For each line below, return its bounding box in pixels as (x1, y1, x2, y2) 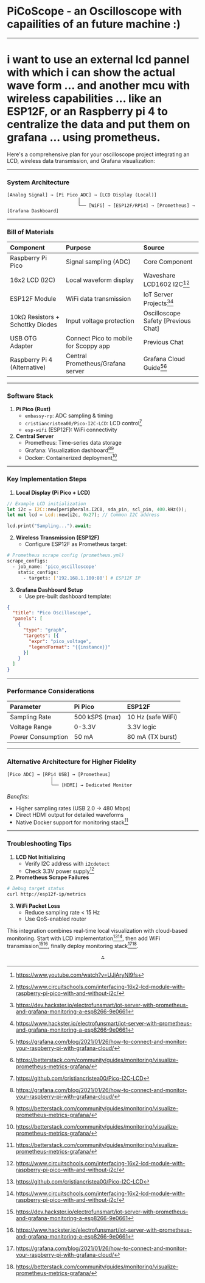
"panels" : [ (12, 616, 43, 622)
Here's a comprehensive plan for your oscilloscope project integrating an (7, 151, 190, 158)
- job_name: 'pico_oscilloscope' (12, 563, 97, 570)
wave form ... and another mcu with (7, 79, 190, 93)
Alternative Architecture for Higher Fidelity (7, 758, 136, 766)
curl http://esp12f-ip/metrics (7, 891, 86, 897)
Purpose (66, 243, 91, 252)
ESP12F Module (10, 295, 57, 303)
